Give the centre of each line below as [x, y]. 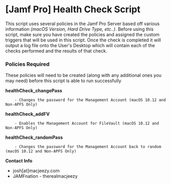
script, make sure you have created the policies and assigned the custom [82, 34]
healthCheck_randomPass [34, 137]
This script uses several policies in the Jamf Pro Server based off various [82, 24]
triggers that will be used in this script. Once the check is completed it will [83, 40]
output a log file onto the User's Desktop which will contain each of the [80, 45]
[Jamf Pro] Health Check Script [73, 9]
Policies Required [27, 64]
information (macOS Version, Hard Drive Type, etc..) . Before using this [79, 29]
